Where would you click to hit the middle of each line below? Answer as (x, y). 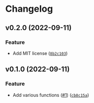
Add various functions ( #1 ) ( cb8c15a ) (51, 95)
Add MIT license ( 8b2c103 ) (40, 53)
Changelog (29, 9)
